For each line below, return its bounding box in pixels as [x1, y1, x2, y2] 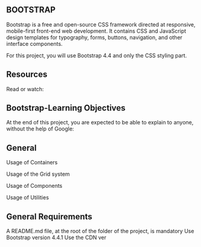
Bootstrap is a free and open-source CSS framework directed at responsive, [6, 21, 196, 28]
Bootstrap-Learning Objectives [6, 103, 126, 114]
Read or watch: [6, 85, 44, 92]
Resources [6, 69, 48, 80]
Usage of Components [6, 182, 63, 190]
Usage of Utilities [6, 194, 49, 201]
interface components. [6, 40, 63, 47]
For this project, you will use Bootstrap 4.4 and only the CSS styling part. [6, 51, 187, 59]
